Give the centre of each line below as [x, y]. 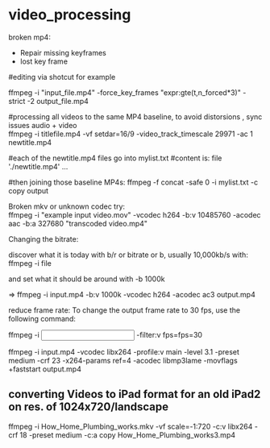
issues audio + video [43, 125]
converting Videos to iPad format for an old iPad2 [135, 394]
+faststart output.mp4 [45, 369]
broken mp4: [29, 37]
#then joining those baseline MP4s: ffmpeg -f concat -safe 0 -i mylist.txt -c [133, 182]
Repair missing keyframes [63, 52]
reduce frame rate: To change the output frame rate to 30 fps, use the [124, 310]
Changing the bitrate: [44, 239]
